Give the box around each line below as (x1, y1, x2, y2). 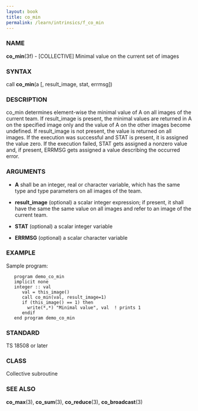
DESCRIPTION (6, 95, 48, 103)
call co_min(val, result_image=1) (21, 294, 107, 300)
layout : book (6, 8, 38, 15)
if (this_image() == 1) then (21, 299, 94, 305)
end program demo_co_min (14, 315, 75, 321)
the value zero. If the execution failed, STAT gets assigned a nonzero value (6, 140, 187, 148)
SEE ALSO (6, 385, 36, 393)
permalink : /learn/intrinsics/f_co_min (6, 19, 104, 25)
